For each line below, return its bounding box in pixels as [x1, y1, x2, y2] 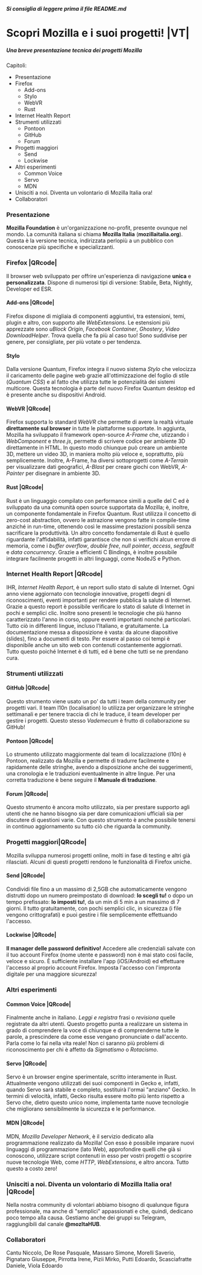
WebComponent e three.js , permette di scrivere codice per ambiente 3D [6, 437, 186, 445]
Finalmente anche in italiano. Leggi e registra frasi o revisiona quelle [6, 1014, 176, 1021]
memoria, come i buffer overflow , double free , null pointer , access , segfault [6, 542, 194, 549]
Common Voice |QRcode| [6, 1000, 71, 1008]
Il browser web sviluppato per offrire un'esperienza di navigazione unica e [6, 272, 192, 280]
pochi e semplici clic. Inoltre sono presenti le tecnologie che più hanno [6, 609, 181, 616]
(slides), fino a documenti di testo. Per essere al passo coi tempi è [6, 634, 171, 642]
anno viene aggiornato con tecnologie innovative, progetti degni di [6, 590, 172, 597]
